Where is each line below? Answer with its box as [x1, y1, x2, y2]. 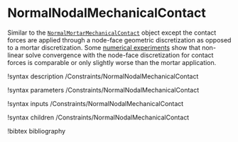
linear [7, 51, 24, 59]
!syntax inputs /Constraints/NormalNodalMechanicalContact [7, 99, 184, 107]
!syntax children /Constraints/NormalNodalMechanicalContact [7, 113, 190, 122]
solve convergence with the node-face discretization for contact [25, 51, 214, 59]
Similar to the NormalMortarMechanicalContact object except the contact [7, 28, 217, 37]
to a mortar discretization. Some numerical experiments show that [7, 43, 201, 52]
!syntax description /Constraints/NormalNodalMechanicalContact [7, 72, 199, 81]
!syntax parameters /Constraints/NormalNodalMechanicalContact [7, 85, 200, 94]
